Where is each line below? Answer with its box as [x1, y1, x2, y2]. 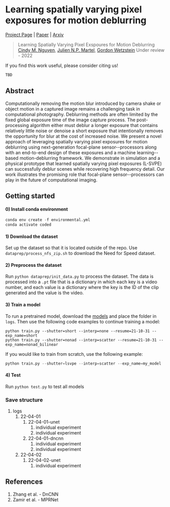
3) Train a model [5, 301, 41, 307]
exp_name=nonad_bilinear [5, 342, 58, 347]
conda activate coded [5, 222, 52, 227]
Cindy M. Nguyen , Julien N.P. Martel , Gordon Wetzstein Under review [17, 47, 165, 53]
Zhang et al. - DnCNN [12, 491, 59, 497]
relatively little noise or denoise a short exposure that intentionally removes [5, 128, 164, 134]
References [5, 477, 43, 486]
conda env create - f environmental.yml [5, 218, 91, 223]
